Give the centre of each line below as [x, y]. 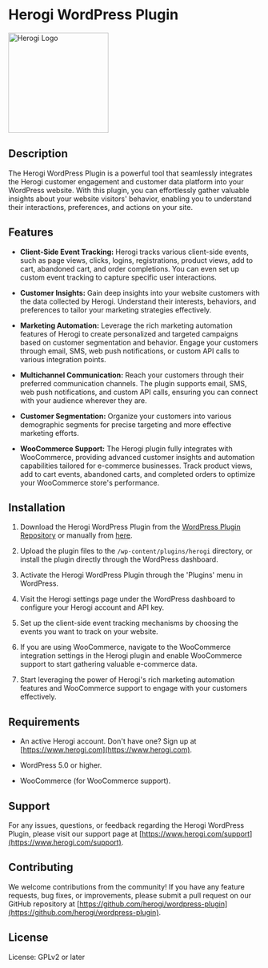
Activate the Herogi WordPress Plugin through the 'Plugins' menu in [131, 575]
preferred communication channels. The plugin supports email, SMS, [133, 383]
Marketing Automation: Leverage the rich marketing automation [126, 325]
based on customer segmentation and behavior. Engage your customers [139, 342]
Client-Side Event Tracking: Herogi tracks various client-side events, [134, 252]
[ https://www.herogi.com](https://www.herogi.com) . [106, 750]
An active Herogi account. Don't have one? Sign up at [108, 741]
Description [38, 154]
